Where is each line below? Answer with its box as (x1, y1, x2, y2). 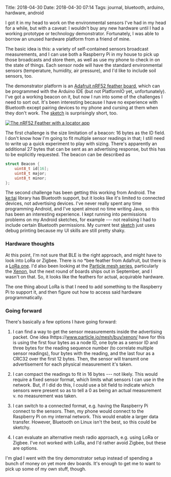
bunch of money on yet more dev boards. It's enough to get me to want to (5, 460, 161, 466)
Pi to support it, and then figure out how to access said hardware (5, 289, 142, 295)
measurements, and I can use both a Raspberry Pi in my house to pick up (5, 51, 159, 57)
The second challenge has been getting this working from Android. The (5, 189, 156, 196)
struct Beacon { (5, 161, 40, 166)
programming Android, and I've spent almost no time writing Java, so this (5, 206, 159, 212)
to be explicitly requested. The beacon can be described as (5, 152, 131, 157)
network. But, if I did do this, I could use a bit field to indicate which (12, 381, 155, 388)
